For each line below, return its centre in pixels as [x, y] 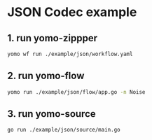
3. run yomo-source [51, 114]
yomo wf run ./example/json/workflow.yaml [70, 54]
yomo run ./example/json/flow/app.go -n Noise [76, 92]
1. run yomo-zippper [53, 38]
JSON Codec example [72, 12]
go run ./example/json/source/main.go [64, 130]
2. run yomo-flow [46, 76]
